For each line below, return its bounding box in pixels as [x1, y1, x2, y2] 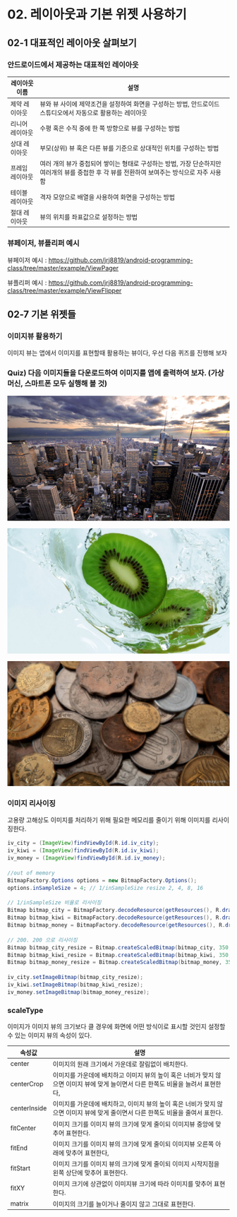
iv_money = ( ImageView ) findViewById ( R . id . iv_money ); [7, 855, 166, 862]
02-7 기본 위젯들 [7, 309, 76, 321]
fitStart [10, 1163, 30, 1173]
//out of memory [7, 869, 55, 877]
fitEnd [10, 1144, 28, 1152]
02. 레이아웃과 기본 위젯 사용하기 [7, 6, 187, 23]
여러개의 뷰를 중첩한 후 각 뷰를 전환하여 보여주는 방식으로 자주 [39, 168, 209, 177]
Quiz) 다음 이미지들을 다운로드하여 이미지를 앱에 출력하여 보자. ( [7, 368, 212, 378]
